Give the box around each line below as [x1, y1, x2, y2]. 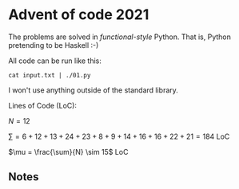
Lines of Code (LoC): [8, 100, 78, 110]
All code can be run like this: [8, 56, 102, 65]
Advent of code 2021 [8, 6, 149, 24]
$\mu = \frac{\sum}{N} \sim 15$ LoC [8, 147, 129, 156]
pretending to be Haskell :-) [8, 40, 99, 49]
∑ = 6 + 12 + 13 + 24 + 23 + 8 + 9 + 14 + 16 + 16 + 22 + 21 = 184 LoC [8, 132, 230, 141]
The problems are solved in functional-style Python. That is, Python [8, 32, 232, 41]
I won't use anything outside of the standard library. [8, 85, 178, 95]
